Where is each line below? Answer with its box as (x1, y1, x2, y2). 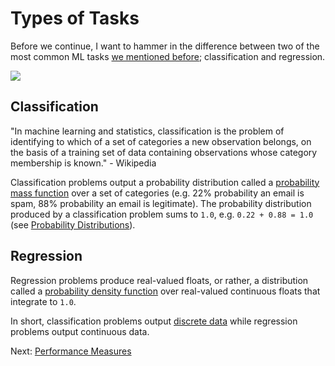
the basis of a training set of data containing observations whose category (10, 146, 318, 158)
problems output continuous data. (10, 325, 150, 337)
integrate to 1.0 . (10, 295, 77, 307)
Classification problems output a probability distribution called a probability (10, 176, 320, 188)
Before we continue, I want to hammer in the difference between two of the (10, 40, 320, 52)
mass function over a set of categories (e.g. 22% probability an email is (10, 187, 305, 199)
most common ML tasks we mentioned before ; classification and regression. (10, 50, 326, 62)
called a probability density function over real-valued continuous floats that (10, 285, 321, 297)
